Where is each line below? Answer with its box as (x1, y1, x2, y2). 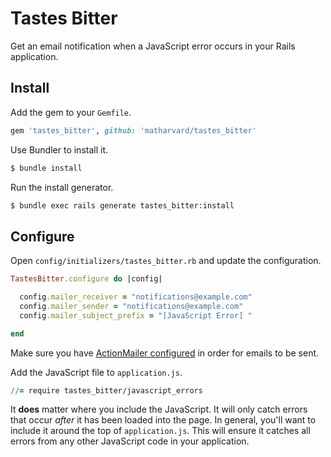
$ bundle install (10, 163, 83, 173)
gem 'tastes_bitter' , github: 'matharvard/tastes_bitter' (10, 125, 257, 136)
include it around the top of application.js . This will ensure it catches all (10, 425, 311, 437)
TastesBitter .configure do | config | (10, 274, 163, 284)
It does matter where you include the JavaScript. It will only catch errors (10, 403, 308, 416)
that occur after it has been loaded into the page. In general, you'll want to (10, 414, 317, 426)
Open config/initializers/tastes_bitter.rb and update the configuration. (10, 255, 322, 267)
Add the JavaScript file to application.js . (10, 366, 183, 378)
